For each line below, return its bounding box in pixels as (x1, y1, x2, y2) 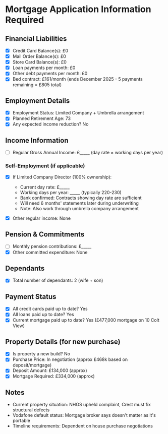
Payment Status (5, 292, 57, 301)
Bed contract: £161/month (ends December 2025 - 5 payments (12, 76, 143, 82)
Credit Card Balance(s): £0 (12, 48, 68, 53)
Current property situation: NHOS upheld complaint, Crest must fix (12, 402, 151, 408)
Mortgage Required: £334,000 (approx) (12, 373, 95, 379)
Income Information (5, 136, 69, 145)
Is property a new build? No (12, 351, 71, 357)
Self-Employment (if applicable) (5, 162, 85, 169)
